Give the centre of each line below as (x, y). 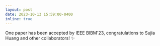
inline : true (19, 19)
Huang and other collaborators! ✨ (40, 38)
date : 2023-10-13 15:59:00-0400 (39, 14)
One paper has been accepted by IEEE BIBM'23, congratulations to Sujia (80, 33)
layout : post (19, 10)
